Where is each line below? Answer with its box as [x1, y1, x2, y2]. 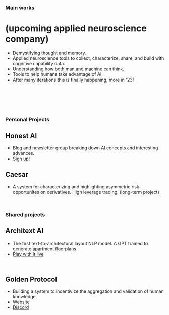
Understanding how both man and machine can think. [12, 66, 125, 72]
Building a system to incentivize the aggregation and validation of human [12, 288, 164, 294]
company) [5, 33, 49, 45]
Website [12, 299, 30, 305]
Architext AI [5, 227, 44, 235]
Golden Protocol [5, 275, 57, 283]
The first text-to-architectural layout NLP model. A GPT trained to [12, 240, 148, 246]
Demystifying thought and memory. [12, 50, 86, 56]
